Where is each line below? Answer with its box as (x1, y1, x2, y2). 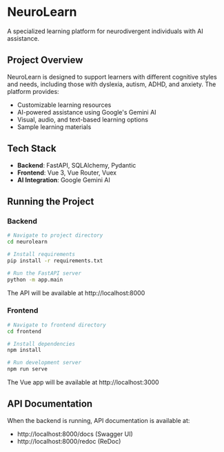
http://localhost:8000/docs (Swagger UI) (17, 429, 133, 438)
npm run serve (7, 366, 48, 373)
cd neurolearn (7, 239, 48, 246)
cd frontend (7, 328, 41, 335)
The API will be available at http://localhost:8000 (7, 288, 145, 297)
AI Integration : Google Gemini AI (17, 175, 110, 184)
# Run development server (7, 360, 81, 366)
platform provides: (7, 87, 60, 95)
